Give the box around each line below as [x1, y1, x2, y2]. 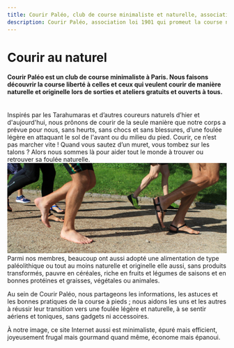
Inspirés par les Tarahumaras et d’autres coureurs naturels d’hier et [7, 110, 200, 119]
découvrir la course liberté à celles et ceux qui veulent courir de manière [7, 80, 221, 89]
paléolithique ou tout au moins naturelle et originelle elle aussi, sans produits [7, 262, 226, 270]
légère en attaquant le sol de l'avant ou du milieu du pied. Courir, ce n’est [7, 133, 217, 141]
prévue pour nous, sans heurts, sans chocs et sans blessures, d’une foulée [7, 126, 222, 134]
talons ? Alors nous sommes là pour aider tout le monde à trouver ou [7, 147, 204, 156]
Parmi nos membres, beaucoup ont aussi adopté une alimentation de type [7, 255, 219, 263]
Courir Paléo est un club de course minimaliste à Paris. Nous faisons [7, 73, 209, 82]
